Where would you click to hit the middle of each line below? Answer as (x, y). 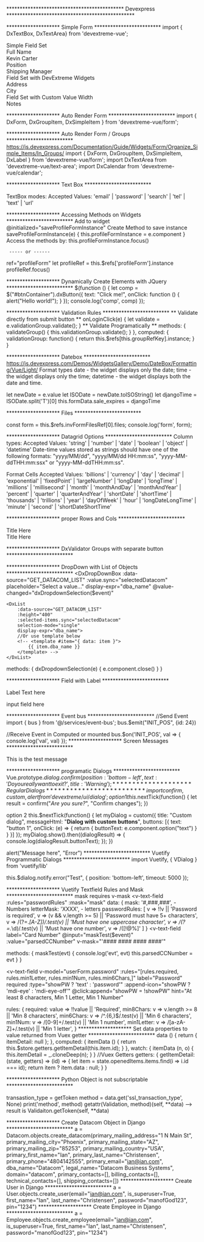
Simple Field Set (27, 45)
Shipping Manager (30, 71)
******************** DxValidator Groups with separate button (85, 549)
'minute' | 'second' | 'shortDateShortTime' (59, 507)
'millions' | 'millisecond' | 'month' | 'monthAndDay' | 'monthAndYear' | (94, 487)
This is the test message (37, 759)
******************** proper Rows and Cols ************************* (96, 519)
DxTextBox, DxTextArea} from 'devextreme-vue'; (67, 34)
